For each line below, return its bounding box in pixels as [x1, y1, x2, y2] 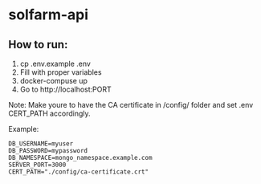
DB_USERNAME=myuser [8, 140, 74, 148]
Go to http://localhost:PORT [19, 84, 112, 94]
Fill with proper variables [19, 67, 102, 77]
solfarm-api [8, 6, 89, 24]
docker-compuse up [19, 76, 88, 85]
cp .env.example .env [19, 59, 91, 68]
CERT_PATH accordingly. [8, 108, 91, 118]
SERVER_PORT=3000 [8, 161, 67, 169]
